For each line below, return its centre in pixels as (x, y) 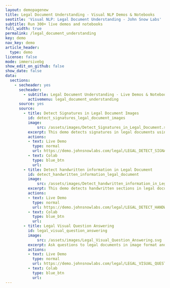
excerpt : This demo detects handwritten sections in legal (91, 188)
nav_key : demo (20, 43)
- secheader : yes (33, 85)
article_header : (22, 47)
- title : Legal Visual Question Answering (69, 226)
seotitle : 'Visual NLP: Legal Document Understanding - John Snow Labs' (83, 19)
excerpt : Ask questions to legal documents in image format (92, 245)
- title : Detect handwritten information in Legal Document (88, 170)
